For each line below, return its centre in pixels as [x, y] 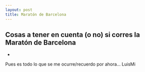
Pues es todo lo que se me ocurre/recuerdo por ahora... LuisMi [70, 64]
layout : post [19, 10]
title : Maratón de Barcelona [36, 14]
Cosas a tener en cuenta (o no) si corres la [72, 35]
